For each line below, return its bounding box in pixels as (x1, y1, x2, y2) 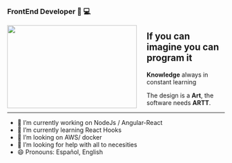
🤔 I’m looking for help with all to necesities (17, 140, 137, 148)
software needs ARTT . (146, 98, 211, 106)
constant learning (146, 77, 197, 86)
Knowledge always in (146, 70, 209, 79)
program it (146, 52, 193, 64)
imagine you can (146, 41, 220, 53)
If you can (146, 30, 191, 42)
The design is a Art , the (146, 91, 214, 99)
